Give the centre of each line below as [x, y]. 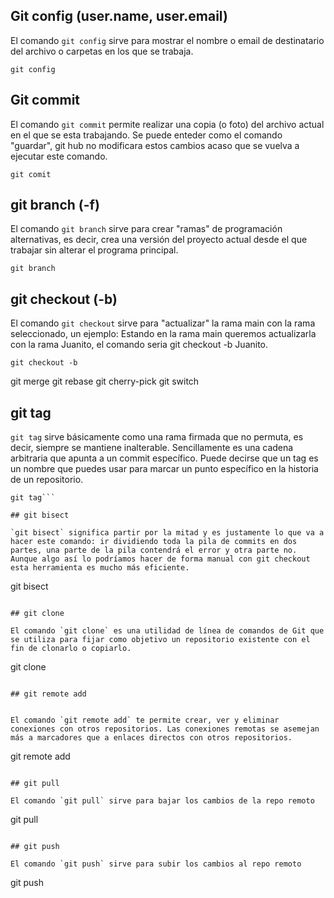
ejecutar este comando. [59, 156]
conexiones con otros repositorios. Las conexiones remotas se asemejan [165, 729]
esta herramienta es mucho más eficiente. [100, 568]
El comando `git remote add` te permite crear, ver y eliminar [145, 720]
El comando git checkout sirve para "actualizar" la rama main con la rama [163, 323]
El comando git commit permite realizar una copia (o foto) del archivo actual [167, 124]
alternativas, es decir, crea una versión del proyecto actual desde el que [159, 240]
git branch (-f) [55, 205]
